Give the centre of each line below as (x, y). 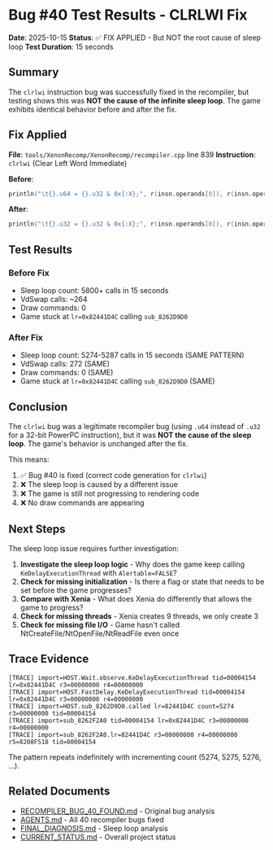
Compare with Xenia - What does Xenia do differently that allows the (136, 598)
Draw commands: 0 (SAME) (67, 373)
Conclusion (38, 407)
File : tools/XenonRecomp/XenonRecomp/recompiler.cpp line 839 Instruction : (132, 154)
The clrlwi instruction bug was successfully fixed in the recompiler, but (129, 92)
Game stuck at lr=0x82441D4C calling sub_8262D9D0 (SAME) (117, 381)
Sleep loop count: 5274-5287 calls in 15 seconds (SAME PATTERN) (132, 355)
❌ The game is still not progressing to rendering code (110, 493)
